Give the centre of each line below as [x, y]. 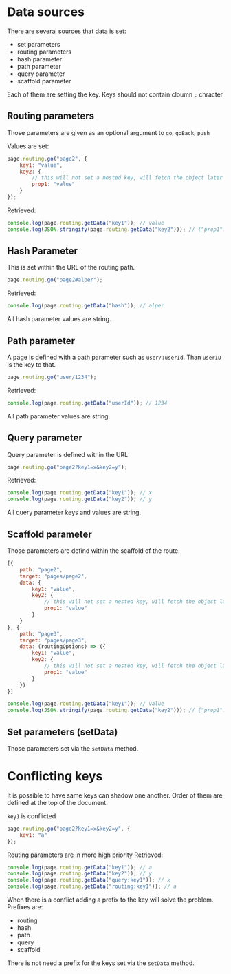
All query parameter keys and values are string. [74, 513]
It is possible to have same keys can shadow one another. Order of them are [115, 795]
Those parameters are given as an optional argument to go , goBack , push [109, 132]
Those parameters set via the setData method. [73, 748]
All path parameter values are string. [59, 416]
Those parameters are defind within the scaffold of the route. [93, 551]
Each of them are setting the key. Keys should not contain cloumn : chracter [115, 94]
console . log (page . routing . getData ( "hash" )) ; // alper [86, 306]
